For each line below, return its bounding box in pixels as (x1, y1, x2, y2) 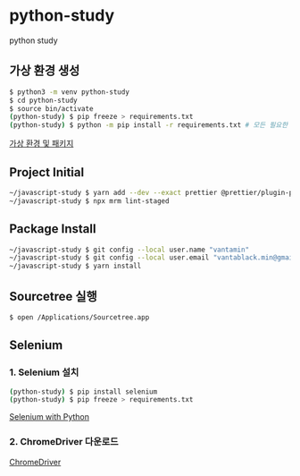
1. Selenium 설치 (9, 366, 79, 378)
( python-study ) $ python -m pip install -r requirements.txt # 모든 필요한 (9, 121, 288, 130)
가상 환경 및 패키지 (9, 138, 74, 149)
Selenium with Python (9, 412, 90, 422)
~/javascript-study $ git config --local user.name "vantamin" (9, 245, 250, 254)
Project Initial (9, 165, 85, 180)
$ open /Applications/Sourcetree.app (9, 312, 150, 322)
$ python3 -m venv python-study (9, 87, 129, 97)
